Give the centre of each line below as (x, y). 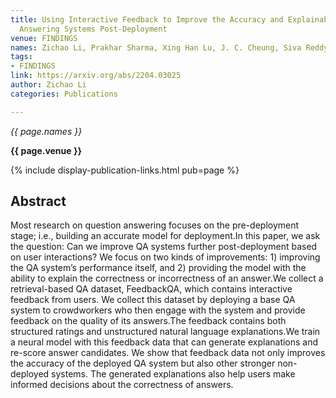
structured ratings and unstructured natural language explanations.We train (165, 332)
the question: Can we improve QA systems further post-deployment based (164, 247)
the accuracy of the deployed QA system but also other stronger (143, 363)
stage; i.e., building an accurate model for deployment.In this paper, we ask (165, 236)
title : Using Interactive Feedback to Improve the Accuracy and (147, 19)
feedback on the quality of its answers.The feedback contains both (148, 321)
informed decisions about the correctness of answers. (122, 385)
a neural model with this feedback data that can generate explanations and (164, 342)
